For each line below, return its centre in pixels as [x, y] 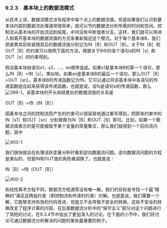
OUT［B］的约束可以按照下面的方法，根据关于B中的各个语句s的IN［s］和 [80, 51]
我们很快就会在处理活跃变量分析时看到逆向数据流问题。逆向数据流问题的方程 [83, 152]
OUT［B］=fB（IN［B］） [31, 103]
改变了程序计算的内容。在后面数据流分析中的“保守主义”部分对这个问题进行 [85, 208]
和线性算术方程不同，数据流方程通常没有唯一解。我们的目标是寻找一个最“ [80, 190]
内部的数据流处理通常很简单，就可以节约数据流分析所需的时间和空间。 [85, 26]
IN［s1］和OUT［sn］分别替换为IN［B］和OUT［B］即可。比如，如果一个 [81, 120]
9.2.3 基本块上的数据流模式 [40, 7]
